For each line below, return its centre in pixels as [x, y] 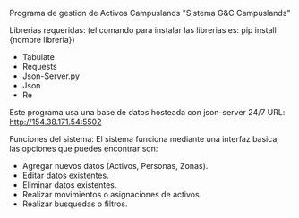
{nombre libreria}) [42, 40]
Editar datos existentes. [65, 175]
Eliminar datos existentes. [69, 185]
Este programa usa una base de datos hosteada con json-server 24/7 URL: [147, 112]
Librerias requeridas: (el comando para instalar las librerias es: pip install [143, 30]
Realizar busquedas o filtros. [75, 204]
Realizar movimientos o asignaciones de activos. [112, 194]
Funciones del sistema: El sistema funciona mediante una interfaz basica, [145, 139]
